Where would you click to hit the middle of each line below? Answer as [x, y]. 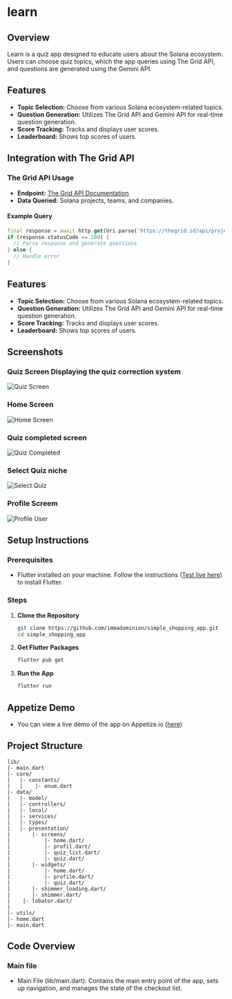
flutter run [34, 686]
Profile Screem [33, 504]
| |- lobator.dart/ [40, 901]
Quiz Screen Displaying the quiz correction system [94, 372]
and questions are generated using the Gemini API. [79, 69]
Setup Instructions [48, 541]
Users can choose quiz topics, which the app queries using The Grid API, [111, 61]
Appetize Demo [41, 708]
